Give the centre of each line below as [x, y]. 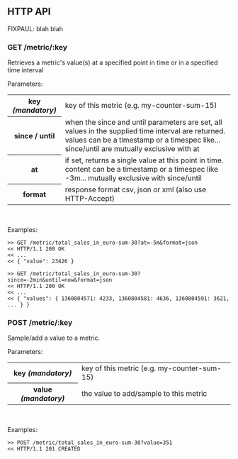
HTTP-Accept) [90, 198]
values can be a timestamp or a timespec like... [143, 140]
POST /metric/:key [40, 322]
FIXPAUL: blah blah [35, 28]
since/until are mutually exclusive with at [132, 148]
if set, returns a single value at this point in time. [144, 160]
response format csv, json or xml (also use [136, 189]
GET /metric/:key [38, 47]
